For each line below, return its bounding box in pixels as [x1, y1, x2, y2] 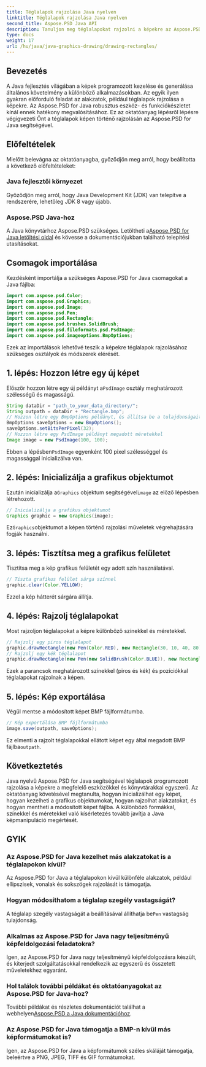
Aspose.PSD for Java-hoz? [6, 989, 89, 998]
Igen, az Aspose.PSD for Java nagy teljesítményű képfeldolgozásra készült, [6, 953, 197, 961]
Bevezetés [6, 66, 48, 77]
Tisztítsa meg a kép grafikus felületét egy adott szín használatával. [6, 564, 175, 572]
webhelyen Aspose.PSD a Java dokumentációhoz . [6, 1010, 132, 1017]
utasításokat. [6, 240, 39, 247]
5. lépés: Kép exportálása [6, 691, 105, 702]
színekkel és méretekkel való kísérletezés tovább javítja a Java [6, 810, 164, 817]
